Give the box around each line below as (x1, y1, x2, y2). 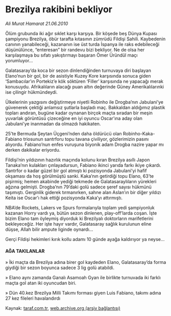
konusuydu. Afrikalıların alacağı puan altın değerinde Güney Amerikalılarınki (5, 83, 164, 90)
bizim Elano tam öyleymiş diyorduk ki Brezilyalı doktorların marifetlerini (5, 215, 154, 222)
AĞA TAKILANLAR (5, 248, 45, 254)
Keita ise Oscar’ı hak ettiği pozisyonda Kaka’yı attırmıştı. (5, 195, 123, 201)
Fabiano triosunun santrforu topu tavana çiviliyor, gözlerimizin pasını (5, 136, 149, 142)
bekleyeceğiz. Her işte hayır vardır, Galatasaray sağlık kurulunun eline (5, 221, 152, 227)
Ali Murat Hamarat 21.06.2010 (5, 20, 68, 27)
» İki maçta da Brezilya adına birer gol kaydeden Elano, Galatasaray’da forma (5, 259, 166, 265)
